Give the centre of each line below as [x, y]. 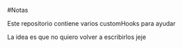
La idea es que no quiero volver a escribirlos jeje [77, 37]
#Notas [18, 10]
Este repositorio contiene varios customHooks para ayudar [91, 23]
